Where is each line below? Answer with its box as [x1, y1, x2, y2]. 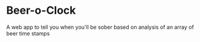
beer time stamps [6, 29, 50, 37]
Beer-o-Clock [6, 4, 76, 17]
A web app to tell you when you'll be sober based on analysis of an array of [6, 23, 195, 31]
